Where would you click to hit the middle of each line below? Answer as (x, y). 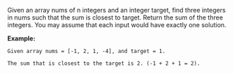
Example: (22, 38)
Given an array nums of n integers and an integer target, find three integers (116, 10)
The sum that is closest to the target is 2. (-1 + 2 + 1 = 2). (104, 64)
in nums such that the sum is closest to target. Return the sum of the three (115, 17)
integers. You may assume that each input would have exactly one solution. (117, 25)
